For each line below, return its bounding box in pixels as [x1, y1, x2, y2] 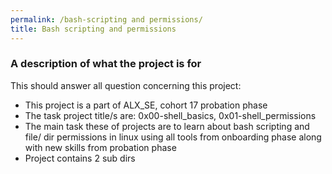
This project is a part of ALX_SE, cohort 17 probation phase [24, 99, 268, 111]
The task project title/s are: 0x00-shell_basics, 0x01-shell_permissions [24, 109, 317, 121]
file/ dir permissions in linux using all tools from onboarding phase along [24, 131, 322, 143]
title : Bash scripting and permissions [10, 24, 177, 34]
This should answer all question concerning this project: [10, 79, 242, 91]
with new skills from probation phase [24, 141, 177, 153]
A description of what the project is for [10, 57, 202, 71]
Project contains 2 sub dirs [24, 152, 136, 164]
